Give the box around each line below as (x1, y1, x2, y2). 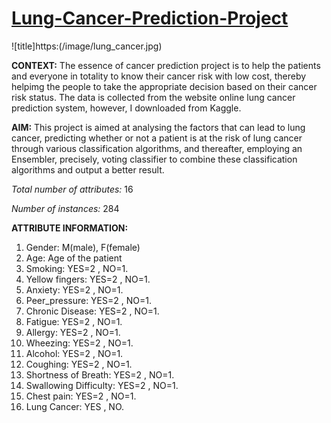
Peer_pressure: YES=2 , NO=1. (25, 294, 152, 306)
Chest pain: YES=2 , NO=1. (25, 390, 137, 402)
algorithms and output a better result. (11, 163, 165, 176)
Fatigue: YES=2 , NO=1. (25, 315, 123, 327)
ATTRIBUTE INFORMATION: (11, 222, 129, 234)
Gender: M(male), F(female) (25, 241, 141, 253)
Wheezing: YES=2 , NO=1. (25, 337, 134, 349)
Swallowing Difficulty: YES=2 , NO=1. (25, 379, 179, 391)
